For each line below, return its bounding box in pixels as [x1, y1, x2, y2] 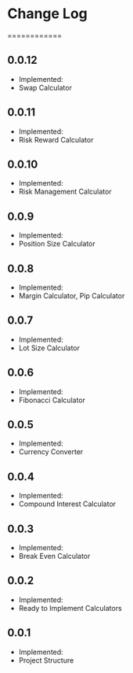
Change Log [7, 5, 88, 23]
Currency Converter [18, 447, 84, 457]
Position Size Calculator [18, 239, 95, 249]
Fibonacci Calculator [18, 395, 85, 405]
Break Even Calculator [18, 552, 91, 561]
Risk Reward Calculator [18, 135, 94, 144]
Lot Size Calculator [18, 343, 80, 353]
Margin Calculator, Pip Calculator [18, 291, 125, 300]
